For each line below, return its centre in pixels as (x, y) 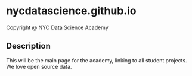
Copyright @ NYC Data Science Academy (57, 27)
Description (28, 46)
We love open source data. (39, 66)
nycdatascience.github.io (71, 11)
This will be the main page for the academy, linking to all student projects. (97, 60)
